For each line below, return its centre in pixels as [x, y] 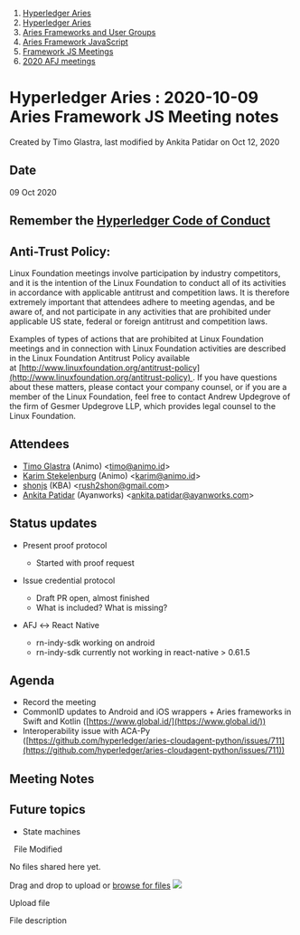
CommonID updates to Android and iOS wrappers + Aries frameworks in [157, 712]
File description [38, 920]
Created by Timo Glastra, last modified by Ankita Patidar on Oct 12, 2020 [145, 142]
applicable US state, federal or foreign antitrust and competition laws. [139, 321]
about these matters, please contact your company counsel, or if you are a [148, 386]
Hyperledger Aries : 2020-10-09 [134, 98]
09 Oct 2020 [33, 192]
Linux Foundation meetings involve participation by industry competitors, [145, 273]
